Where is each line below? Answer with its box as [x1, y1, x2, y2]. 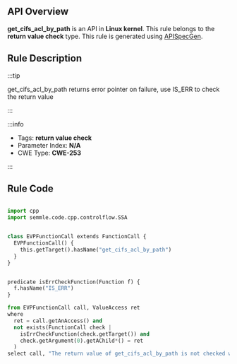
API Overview [7, 6, 69, 18]
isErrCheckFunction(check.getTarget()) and [20, 330, 150, 338]
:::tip [7, 71, 20, 80]
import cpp [7, 208, 39, 215]
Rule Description [7, 52, 83, 64]
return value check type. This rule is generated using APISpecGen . [7, 32, 203, 40]
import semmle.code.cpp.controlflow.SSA [7, 214, 128, 221]
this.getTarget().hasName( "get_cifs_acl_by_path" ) [20, 246, 172, 253]
